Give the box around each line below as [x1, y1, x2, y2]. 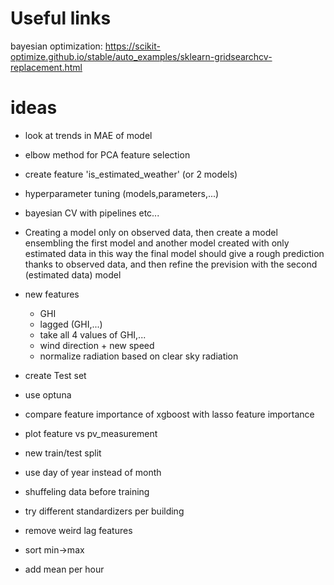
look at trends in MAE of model [24, 129, 153, 141]
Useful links [10, 7, 112, 30]
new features [24, 288, 80, 300]
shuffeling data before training [24, 485, 150, 497]
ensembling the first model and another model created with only [24, 237, 290, 249]
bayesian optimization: [10, 40, 103, 52]
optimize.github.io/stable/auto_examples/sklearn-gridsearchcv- [10, 50, 273, 62]
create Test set [24, 369, 87, 381]
